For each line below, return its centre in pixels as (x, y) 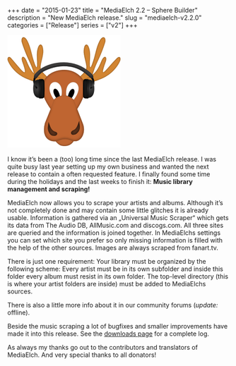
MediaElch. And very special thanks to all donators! (82, 355)
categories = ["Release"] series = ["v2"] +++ (72, 25)
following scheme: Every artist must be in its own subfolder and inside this (116, 269)
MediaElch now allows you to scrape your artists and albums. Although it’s (116, 203)
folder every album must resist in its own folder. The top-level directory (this (118, 276)
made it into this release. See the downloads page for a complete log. (108, 334)
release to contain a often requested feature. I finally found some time (109, 174)
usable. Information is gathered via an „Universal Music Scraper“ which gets (118, 218)
